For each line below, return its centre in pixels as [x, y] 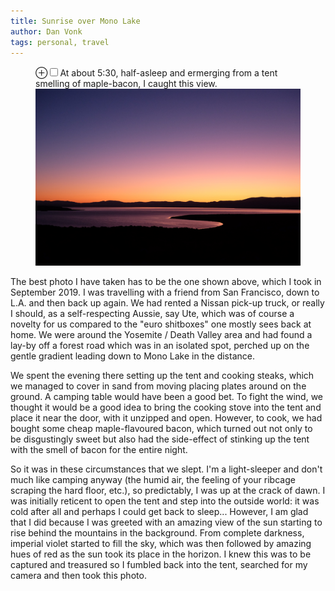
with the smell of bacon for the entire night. [99, 449]
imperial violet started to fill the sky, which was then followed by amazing [161, 543]
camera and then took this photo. [78, 575]
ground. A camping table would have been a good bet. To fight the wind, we [166, 396]
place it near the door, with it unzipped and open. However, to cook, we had [166, 417]
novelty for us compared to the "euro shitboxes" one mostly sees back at [161, 324]
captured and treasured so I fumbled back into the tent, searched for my [159, 564]
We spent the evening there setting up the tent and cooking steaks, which [162, 375]
